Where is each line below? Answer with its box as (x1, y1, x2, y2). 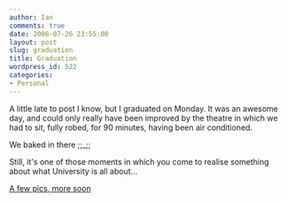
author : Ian (9, 12, 53, 22)
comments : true (9, 21, 66, 30)
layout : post (9, 37, 58, 47)
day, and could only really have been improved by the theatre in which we (9, 113, 278, 123)
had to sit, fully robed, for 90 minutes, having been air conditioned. (9, 121, 253, 133)
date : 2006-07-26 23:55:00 (9, 29, 109, 38)
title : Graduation (9, 54, 77, 63)
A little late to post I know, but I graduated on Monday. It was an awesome (9, 103, 279, 113)
